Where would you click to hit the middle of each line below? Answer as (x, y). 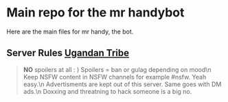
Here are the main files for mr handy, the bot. (70, 31)
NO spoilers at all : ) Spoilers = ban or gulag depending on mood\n (117, 69)
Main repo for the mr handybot (95, 13)
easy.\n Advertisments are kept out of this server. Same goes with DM (122, 84)
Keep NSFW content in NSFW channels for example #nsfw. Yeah (115, 77)
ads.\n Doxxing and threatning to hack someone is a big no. (107, 91)
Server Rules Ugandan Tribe (68, 53)
